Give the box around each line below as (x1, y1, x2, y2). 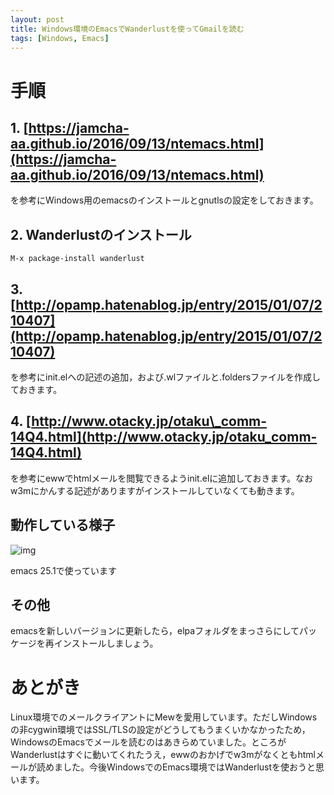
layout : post (10, 14, 65, 25)
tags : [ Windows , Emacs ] (10, 33, 110, 43)
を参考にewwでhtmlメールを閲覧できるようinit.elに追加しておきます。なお (10, 472, 314, 484)
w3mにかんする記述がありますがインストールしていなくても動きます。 (10, 484, 300, 496)
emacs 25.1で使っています (10, 564, 117, 576)
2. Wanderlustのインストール (10, 226, 192, 243)
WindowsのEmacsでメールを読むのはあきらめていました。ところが (10, 736, 287, 748)
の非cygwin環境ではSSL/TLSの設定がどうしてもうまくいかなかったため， (10, 724, 311, 736)
